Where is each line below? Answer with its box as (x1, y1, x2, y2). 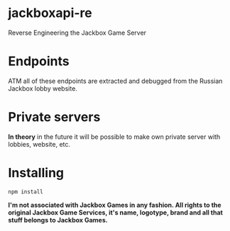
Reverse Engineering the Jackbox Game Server (8, 28, 147, 37)
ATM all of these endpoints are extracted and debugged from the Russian (8, 77, 223, 85)
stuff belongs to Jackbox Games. (8, 215, 109, 224)
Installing (8, 165, 65, 181)
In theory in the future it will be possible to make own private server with (8, 133, 221, 141)
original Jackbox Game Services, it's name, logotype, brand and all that (8, 208, 223, 217)
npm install (8, 188, 43, 196)
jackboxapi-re (8, 5, 92, 21)
